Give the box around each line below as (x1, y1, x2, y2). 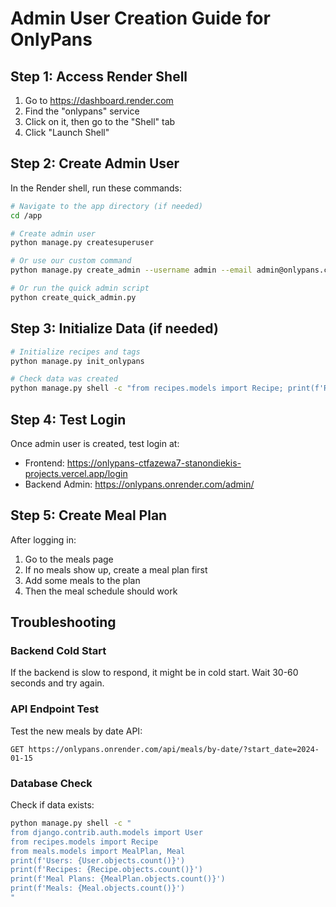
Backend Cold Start (10, 644, 107, 658)
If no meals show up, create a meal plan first (24, 563, 208, 576)
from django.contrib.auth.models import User (10, 827, 203, 837)
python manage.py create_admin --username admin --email (10, 265, 253, 276)
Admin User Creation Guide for (10, 7, 271, 30)
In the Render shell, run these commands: (10, 182, 183, 194)
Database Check (10, 776, 93, 790)
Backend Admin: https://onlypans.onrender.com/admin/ (24, 478, 255, 490)
